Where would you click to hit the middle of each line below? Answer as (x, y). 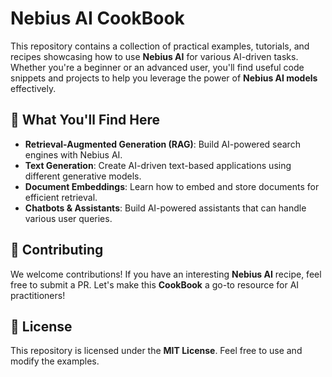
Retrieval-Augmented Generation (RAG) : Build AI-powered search (162, 144)
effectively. (33, 88)
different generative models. (83, 176)
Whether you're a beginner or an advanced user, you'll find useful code (157, 67)
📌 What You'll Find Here (85, 120)
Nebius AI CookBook (97, 18)
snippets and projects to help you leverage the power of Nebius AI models (164, 78)
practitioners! (38, 295)
